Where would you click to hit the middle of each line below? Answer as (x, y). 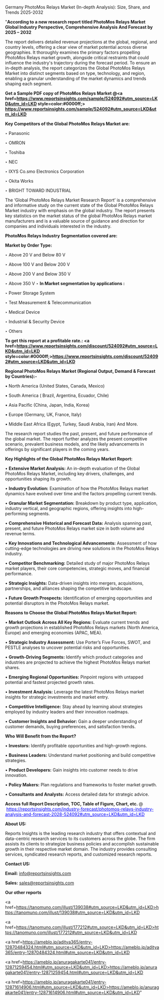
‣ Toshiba (15, 152)
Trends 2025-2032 (24, 12)
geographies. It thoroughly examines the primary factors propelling (73, 52)
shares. (13, 667)
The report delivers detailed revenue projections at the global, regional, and (81, 42)
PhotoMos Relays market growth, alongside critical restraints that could (77, 58)
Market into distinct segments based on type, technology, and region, (75, 73)
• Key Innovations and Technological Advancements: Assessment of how (81, 543)
